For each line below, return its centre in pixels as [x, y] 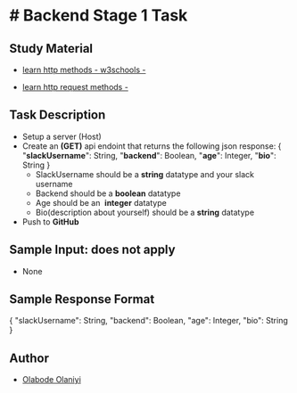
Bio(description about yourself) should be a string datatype [145, 212]
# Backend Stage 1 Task [99, 16]
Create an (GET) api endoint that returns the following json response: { [152, 146]
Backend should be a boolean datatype [108, 193]
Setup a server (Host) [62, 136]
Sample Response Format [82, 299]
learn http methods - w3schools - [84, 70]
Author [29, 358]
